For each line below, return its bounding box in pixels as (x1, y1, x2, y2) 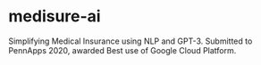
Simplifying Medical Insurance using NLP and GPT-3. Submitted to (8, 36, 253, 46)
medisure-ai (8, 6, 101, 27)
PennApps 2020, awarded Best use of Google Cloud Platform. (8, 45, 237, 55)
